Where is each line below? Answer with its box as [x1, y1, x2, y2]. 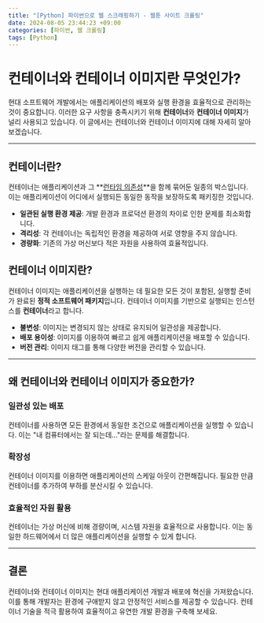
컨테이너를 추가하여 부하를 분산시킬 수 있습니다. [8, 480, 153, 490]
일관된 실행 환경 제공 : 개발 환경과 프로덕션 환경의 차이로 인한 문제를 [19, 209, 224, 218]
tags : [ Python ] [8, 33, 58, 42]
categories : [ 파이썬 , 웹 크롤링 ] [8, 26, 106, 34]
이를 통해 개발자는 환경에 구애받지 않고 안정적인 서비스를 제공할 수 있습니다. [8, 596, 239, 606]
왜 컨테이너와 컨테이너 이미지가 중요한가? [8, 375, 195, 389]
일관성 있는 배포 [8, 401, 64, 412]
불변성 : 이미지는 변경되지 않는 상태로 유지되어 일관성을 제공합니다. [19, 323, 222, 332]
